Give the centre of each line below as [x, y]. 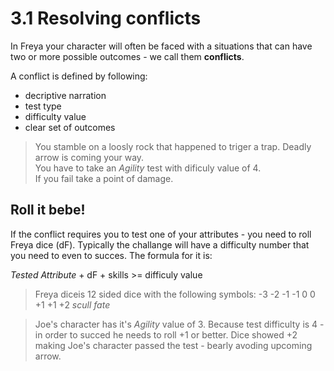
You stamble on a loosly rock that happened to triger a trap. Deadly [173, 146]
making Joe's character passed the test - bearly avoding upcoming [173, 345]
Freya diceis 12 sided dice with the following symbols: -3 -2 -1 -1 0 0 [175, 294]
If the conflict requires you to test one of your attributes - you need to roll [161, 234]
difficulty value [55, 116]
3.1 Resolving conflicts [106, 18]
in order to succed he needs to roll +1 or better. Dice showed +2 [166, 334]
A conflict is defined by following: [79, 76]
